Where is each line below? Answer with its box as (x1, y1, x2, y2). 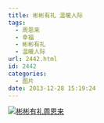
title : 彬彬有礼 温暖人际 (8, 11, 84, 20)
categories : (8, 70, 47, 78)
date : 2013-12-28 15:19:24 (8, 84, 96, 92)
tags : (8, 19, 26, 27)
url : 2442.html (8, 56, 58, 63)
